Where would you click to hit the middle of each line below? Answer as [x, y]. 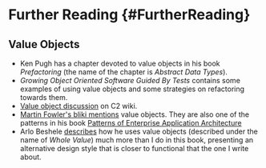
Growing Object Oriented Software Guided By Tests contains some [130, 80]
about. [30, 157]
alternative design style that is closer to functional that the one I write [134, 148]
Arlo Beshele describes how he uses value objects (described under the [139, 131]
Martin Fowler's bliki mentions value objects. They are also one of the [135, 114]
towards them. [44, 97]
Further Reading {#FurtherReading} [129, 15]
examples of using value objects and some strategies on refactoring [132, 89]
